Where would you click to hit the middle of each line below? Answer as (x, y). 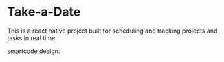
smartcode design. (34, 51)
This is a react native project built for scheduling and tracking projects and (112, 31)
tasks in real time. (32, 37)
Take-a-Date (44, 12)
